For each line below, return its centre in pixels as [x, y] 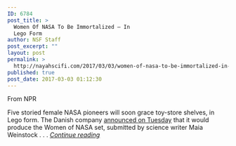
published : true [31, 72]
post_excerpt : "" [33, 46]
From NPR [22, 99]
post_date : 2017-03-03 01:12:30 [54, 79]
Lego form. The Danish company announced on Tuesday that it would [108, 120]
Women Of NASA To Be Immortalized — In [72, 27]
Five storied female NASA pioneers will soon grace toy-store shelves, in [111, 112]
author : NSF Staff [34, 40]
